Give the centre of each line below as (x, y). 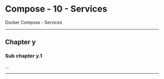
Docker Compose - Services (34, 22)
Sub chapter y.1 (24, 56)
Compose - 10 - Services (56, 9)
